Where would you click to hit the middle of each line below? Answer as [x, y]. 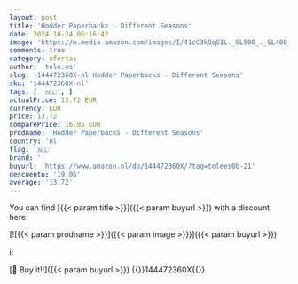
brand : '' [27, 158]
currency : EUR [35, 108]
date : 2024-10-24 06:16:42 [59, 34]
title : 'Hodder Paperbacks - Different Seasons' [101, 26]
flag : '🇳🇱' [31, 149]
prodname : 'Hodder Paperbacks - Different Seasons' [106, 133]
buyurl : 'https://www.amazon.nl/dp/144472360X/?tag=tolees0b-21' [132, 166]
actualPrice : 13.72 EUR [53, 100]
